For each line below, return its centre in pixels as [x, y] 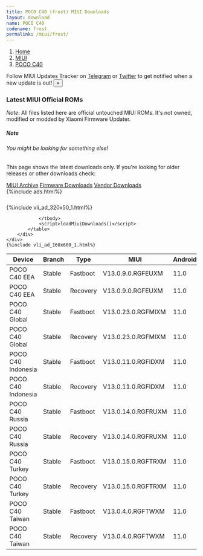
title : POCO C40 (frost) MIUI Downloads [58, 12]
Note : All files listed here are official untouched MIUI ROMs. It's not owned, [99, 113]
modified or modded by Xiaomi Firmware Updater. [69, 119]
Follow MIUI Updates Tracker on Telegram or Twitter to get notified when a [99, 76]
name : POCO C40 [25, 23]
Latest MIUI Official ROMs [45, 100]
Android [185, 259]
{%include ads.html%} [34, 192]
